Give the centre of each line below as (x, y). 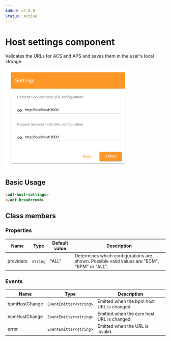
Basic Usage (25, 182)
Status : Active (21, 16)
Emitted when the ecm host (126, 314)
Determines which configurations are (113, 256)
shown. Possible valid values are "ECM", (117, 261)
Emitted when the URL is (123, 326)
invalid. (105, 332)
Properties (19, 230)
